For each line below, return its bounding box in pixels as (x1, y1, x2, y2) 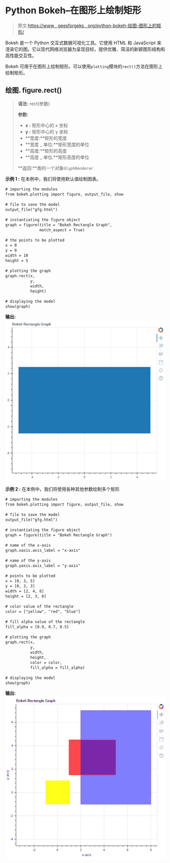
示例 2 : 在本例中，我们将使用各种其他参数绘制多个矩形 (5, 486, 120, 492)
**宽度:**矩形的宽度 (25, 135, 67, 141)
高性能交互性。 (5, 52, 37, 59)
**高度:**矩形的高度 (25, 147, 67, 154)
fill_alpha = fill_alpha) (30, 665, 85, 670)
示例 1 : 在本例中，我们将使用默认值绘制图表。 (5, 175, 101, 182)
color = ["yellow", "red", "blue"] (5, 609, 81, 614)
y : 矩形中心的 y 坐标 (25, 129, 69, 135)
